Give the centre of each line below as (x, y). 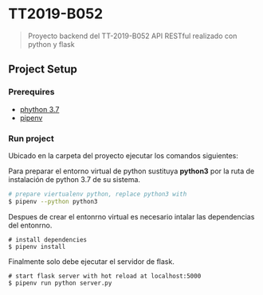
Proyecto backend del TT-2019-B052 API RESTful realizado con (132, 36)
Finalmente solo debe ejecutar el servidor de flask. (92, 261)
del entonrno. (30, 225)
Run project (31, 138)
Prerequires (31, 92)
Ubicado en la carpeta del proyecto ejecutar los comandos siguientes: (124, 155)
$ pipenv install (37, 246)
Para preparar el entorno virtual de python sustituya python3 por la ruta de (131, 171)
